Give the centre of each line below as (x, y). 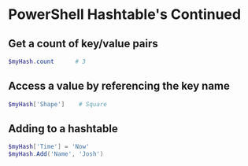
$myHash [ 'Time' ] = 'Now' (49, 147)
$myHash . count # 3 (47, 61)
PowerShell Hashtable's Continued (125, 15)
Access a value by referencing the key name (119, 86)
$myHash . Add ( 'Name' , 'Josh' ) (56, 154)
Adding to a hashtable (63, 129)
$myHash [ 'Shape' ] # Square (58, 104)
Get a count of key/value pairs (83, 44)
